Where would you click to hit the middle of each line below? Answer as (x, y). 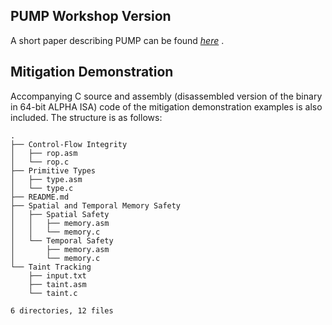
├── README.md (40, 197)
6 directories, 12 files (62, 310)
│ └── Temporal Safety (62, 240)
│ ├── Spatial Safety (60, 214)
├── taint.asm (57, 284)
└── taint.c (53, 293)
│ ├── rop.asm (44, 153)
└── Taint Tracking (51, 267)
